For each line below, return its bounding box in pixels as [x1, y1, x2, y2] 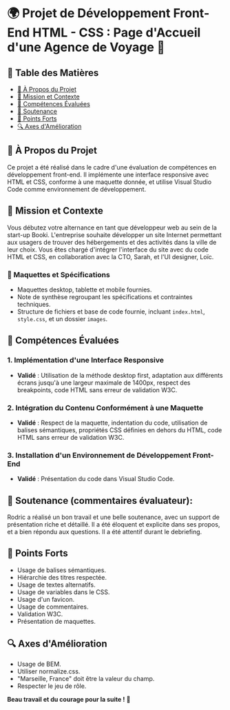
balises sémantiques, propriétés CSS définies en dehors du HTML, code [17, 425, 222, 434]
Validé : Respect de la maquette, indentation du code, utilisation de [17, 418, 208, 427]
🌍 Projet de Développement [7, 6, 171, 21]
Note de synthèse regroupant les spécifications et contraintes [17, 292, 193, 301]
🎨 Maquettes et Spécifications [7, 270, 110, 279]
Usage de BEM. [17, 660, 62, 668]
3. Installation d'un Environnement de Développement [7, 450, 191, 460]
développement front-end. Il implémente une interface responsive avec [7, 170, 209, 179]
